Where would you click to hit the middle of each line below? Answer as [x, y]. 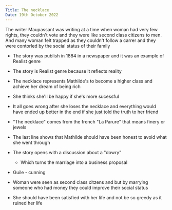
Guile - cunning [29, 172]
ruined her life [27, 203]
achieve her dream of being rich [47, 86]
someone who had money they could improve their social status [80, 187]
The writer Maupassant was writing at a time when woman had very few [82, 29]
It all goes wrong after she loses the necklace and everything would [84, 106]
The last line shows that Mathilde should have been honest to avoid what [90, 137]
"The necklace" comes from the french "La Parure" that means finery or [89, 121]
